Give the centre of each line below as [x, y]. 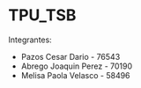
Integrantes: [30, 40]
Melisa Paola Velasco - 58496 [75, 75]
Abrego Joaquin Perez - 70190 [77, 66]
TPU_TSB [42, 15]
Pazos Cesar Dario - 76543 [70, 56]
